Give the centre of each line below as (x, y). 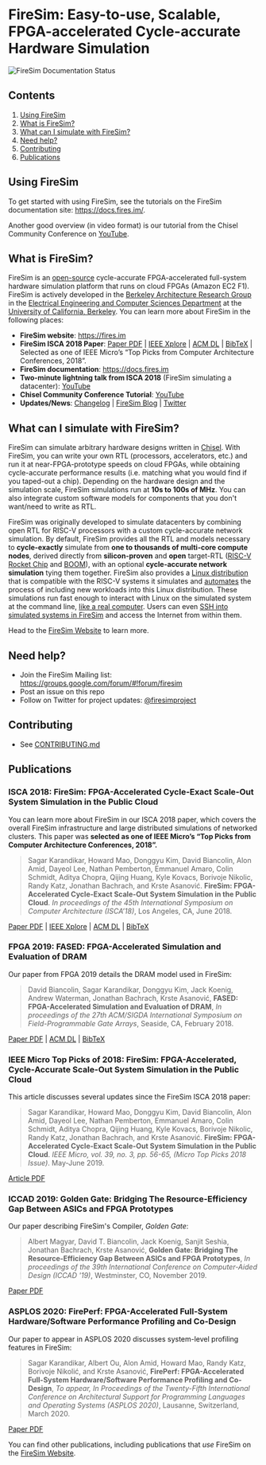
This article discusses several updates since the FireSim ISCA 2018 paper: (129, 1097)
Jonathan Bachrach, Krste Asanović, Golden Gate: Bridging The (133, 1250)
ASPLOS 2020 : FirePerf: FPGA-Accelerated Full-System (118, 1311)
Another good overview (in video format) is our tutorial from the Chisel (123, 225)
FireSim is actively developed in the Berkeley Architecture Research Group (130, 295)
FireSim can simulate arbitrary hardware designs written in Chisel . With (124, 447)
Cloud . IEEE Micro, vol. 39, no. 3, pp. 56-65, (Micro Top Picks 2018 (137, 1154)
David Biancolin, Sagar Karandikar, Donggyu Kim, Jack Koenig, (130, 990)
